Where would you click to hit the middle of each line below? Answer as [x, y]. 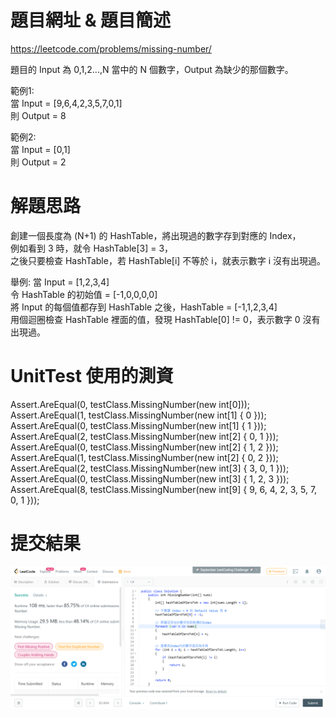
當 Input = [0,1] [40, 149]
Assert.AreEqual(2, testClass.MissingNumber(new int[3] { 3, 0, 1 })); [150, 468]
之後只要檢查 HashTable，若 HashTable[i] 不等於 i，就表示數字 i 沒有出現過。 [168, 260]
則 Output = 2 [38, 162]
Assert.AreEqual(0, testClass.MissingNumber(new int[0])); [130, 404]
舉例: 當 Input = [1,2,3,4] [60, 282]
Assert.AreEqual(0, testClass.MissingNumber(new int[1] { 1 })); [138, 425]
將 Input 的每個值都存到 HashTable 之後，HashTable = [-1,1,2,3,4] [144, 307]
